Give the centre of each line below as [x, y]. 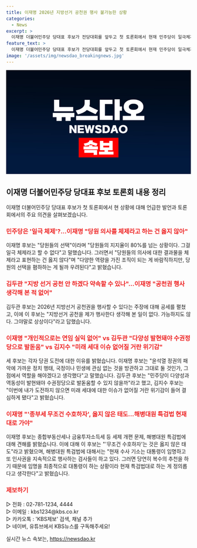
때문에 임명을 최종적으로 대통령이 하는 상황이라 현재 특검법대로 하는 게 [92, 466]
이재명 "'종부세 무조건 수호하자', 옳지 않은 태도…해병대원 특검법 [90, 414]
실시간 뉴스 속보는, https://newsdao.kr [51, 539]
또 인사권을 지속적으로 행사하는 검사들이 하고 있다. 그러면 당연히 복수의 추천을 [94, 459]
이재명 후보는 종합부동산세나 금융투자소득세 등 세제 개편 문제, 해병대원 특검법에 [96, 437]
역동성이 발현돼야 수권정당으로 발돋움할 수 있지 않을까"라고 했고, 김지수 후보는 [95, 382]
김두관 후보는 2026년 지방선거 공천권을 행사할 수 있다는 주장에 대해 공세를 [91, 307]
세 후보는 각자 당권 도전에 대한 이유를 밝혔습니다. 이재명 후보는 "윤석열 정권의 [94, 361]
